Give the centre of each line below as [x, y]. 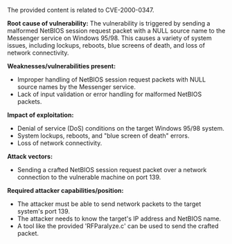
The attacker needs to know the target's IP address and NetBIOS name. [119, 218]
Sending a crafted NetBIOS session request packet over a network [112, 170]
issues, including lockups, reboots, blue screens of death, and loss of [106, 45]
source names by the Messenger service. [77, 87]
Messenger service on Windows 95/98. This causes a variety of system [110, 38]
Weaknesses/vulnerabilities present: [62, 66]
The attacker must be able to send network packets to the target [109, 204]
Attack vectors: [30, 156]
